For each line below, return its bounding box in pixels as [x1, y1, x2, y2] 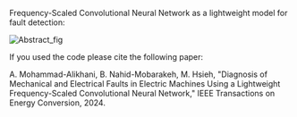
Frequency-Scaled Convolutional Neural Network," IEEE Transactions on [9, 88, 276, 98]
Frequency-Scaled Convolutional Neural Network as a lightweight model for [9, 8, 288, 18]
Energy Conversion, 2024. [9, 97, 106, 108]
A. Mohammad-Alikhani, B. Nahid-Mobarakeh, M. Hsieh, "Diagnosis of [9, 69, 268, 79]
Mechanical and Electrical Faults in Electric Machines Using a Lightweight [9, 79, 281, 88]
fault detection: [9, 17, 65, 28]
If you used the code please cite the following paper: [9, 52, 204, 62]
